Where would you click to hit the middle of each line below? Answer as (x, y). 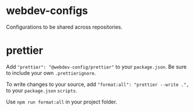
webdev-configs (47, 11)
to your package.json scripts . (42, 90)
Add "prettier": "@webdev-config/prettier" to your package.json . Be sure (96, 67)
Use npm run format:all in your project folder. (62, 102)
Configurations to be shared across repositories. (64, 27)
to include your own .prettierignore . (51, 73)
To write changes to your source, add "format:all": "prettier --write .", (98, 84)
